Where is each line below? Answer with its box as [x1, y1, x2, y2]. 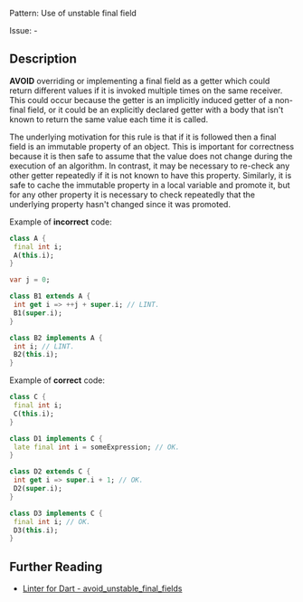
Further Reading [9, 559, 103, 574]
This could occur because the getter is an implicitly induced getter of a [9, 94, 273, 105]
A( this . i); [13, 251, 54, 260]
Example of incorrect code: [9, 216, 113, 227]
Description [9, 52, 77, 67]
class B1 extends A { [9, 291, 91, 301]
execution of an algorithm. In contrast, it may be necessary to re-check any [9, 160, 290, 171]
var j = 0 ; [9, 275, 51, 284]
